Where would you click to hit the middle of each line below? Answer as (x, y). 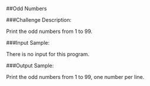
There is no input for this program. (48, 54)
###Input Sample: (28, 43)
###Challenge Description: (39, 20)
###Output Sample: (30, 65)
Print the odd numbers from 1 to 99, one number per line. (75, 77)
